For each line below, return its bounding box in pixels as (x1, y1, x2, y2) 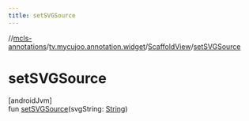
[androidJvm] (8, 96, 53, 105)
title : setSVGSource (8, 11, 77, 20)
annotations (8, 41, 47, 51)
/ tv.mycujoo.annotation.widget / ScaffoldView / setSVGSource (46, 41, 241, 51)
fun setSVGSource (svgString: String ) (8, 104, 128, 113)
